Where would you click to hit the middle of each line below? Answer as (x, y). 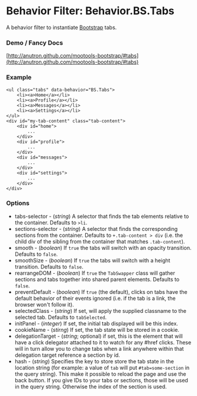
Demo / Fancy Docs (35, 43)
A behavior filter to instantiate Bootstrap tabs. (62, 27)
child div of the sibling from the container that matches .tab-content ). (100, 241)
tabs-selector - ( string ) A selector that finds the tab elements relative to (102, 216)
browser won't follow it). (44, 305)
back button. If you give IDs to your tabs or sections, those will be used (101, 380)
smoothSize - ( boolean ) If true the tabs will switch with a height (92, 260)
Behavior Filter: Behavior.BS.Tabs (90, 11)
